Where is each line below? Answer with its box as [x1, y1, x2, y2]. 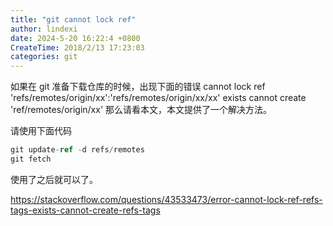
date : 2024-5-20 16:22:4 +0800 [10, 33, 141, 43]
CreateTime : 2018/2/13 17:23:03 [10, 42, 145, 53]
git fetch [10, 154, 52, 164]
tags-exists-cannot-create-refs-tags [10, 204, 161, 216]
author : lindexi [10, 24, 78, 34]
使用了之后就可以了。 [10, 173, 98, 185]
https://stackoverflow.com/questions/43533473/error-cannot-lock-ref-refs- [10, 193, 323, 205]
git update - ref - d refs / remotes [10, 145, 145, 155]
